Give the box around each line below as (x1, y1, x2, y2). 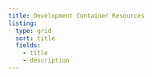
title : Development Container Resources (8, 11, 146, 20)
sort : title (15, 34, 56, 43)
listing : (8, 19, 38, 27)
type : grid (15, 26, 52, 34)
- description (22, 57, 70, 65)
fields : (15, 42, 42, 50)
